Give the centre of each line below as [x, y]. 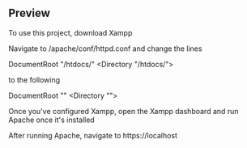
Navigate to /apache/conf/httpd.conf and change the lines [105, 49]
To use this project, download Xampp [70, 32]
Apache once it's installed [51, 120]
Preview [30, 13]
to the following [34, 79]
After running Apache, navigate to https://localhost [93, 135]
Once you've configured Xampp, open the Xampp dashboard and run [123, 111]
